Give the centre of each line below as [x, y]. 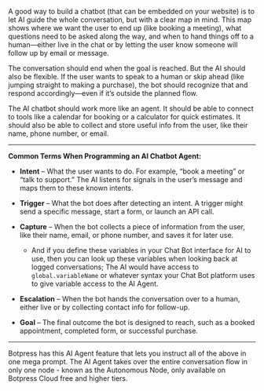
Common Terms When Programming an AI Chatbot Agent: [105, 156]
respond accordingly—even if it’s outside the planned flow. [103, 93]
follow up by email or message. [59, 53]
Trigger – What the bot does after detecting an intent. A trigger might [131, 203]
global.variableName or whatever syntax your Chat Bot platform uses [143, 275]
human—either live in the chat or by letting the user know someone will [123, 45]
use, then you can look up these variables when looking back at [134, 259]
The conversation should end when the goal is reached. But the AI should [127, 68]
